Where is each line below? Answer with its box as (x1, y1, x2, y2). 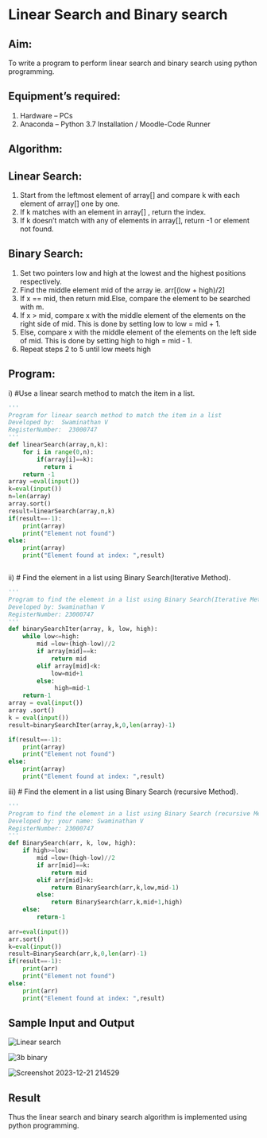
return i (43, 463, 73, 470)
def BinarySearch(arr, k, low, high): (8, 839, 137, 847)
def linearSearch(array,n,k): (8, 441, 109, 449)
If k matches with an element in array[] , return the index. (19, 207, 207, 217)
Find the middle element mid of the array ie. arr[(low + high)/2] (19, 284, 225, 295)
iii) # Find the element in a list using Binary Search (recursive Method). (8, 787, 238, 796)
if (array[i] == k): (37, 455, 94, 463)
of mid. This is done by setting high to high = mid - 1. (19, 335, 192, 345)
